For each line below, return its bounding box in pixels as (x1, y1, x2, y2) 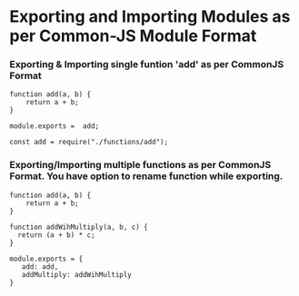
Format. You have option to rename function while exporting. (9, 170, 284, 183)
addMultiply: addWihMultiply (21, 270, 132, 279)
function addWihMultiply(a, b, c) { (9, 222, 148, 232)
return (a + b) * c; (17, 230, 95, 240)
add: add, (21, 261, 59, 271)
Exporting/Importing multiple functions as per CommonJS (9, 159, 272, 172)
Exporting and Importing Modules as (9, 6, 291, 27)
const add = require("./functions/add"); (9, 138, 169, 147)
